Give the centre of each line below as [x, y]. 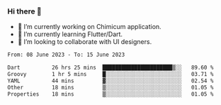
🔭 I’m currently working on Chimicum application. [89, 27]
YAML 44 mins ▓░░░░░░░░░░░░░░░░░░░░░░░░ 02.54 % [110, 81]
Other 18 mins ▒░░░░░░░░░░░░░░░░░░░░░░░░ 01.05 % [110, 87]
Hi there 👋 [25, 11]
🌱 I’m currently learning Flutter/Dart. [70, 34]
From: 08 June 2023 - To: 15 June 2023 [66, 55]
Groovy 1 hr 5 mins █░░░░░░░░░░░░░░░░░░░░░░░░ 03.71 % [110, 74]
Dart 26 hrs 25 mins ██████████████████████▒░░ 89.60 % [110, 68]
